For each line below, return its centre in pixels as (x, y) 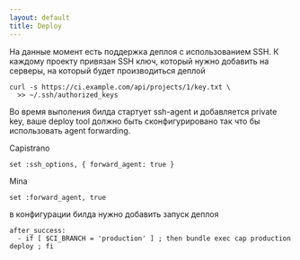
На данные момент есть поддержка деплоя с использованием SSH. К (144, 51)
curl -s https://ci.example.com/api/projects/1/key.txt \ (120, 87)
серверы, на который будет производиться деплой (108, 70)
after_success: (38, 230)
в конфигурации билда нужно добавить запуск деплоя (114, 214)
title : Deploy (36, 26)
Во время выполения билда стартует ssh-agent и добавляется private (143, 111)
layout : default (40, 17)
